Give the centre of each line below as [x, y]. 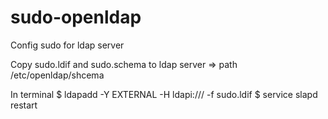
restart [24, 105]
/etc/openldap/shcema [57, 75]
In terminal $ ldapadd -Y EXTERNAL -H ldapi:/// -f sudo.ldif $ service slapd [164, 94]
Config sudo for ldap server [67, 45]
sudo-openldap [76, 17]
